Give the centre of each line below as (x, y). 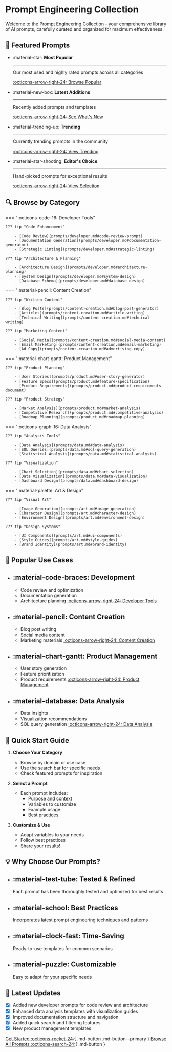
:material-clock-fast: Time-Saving (68, 936)
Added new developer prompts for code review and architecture (80, 1005)
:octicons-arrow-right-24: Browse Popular (57, 82)
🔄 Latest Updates (33, 993)
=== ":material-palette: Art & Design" (44, 490)
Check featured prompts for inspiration (61, 773)
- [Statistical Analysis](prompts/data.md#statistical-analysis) (86, 454)
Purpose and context (50, 799)
